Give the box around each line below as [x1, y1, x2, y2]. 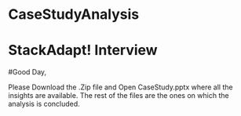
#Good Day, [8, 67, 47, 77]
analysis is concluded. [8, 100, 80, 109]
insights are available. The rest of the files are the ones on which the [8, 91, 229, 100]
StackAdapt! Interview [8, 42, 159, 60]
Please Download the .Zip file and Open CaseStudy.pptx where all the [8, 82, 233, 92]
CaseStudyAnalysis [8, 5, 140, 24]
